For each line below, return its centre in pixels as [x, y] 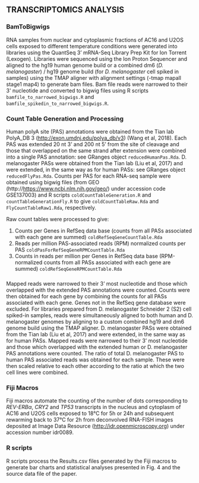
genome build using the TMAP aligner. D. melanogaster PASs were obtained [99, 328]
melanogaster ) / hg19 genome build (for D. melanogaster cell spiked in [93, 72]
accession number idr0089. [40, 432]
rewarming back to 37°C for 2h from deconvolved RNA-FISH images [90, 420]
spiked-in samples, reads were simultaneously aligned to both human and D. [100, 315]
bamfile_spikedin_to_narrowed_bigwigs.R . [58, 103]
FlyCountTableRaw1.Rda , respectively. [51, 208]
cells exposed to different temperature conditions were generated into [92, 46]
